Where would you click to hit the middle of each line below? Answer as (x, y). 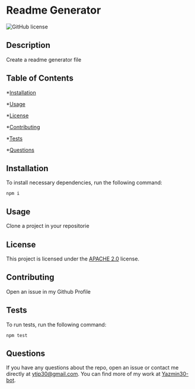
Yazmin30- (175, 374)
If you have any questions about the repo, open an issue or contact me (92, 368)
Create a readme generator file (44, 59)
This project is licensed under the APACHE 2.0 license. (73, 259)
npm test (17, 335)
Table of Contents (40, 78)
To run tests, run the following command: (56, 324)
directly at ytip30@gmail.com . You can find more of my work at (84, 374)
